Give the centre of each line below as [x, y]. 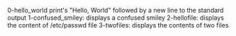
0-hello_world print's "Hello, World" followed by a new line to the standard [116, 10]
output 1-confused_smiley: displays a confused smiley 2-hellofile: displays [116, 18]
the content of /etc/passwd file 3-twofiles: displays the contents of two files [118, 25]
